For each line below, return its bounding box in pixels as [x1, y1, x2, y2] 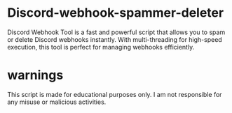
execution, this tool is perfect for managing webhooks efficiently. [7, 43, 195, 51]
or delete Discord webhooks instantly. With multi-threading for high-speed [7, 35, 222, 43]
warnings [7, 68, 64, 83]
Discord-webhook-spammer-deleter [7, 5, 224, 21]
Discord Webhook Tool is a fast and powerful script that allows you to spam [7, 28, 226, 36]
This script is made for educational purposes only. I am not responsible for [7, 90, 222, 98]
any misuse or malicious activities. [7, 98, 107, 106]
